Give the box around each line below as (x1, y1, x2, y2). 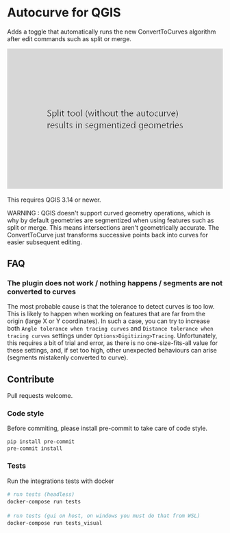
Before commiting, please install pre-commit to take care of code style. (7, 424, 207, 433)
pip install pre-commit (7, 438, 75, 445)
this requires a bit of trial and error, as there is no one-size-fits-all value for (7, 339, 218, 347)
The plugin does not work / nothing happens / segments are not (7, 279, 223, 287)
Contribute (7, 373, 55, 385)
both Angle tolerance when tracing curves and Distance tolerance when (7, 324, 214, 333)
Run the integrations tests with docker (7, 477, 114, 485)
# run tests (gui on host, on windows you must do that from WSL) (7, 512, 201, 519)
